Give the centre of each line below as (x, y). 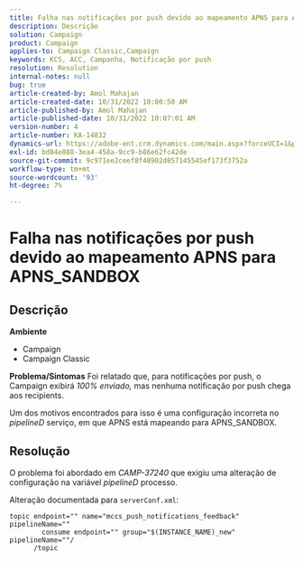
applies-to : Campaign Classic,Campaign (84, 51)
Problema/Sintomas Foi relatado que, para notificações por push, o (135, 377)
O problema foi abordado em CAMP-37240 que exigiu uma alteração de (143, 472)
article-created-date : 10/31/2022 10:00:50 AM (98, 102)
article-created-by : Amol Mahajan (74, 93)
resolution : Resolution (54, 69)
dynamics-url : (36, 144)
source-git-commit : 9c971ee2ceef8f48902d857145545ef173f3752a (129, 160)
